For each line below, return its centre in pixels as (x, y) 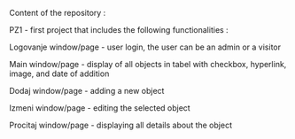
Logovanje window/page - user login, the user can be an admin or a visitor (145, 47)
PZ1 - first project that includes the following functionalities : (119, 30)
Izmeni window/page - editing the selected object (100, 108)
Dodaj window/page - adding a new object (87, 91)
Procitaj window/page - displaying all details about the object (121, 125)
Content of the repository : (58, 13)
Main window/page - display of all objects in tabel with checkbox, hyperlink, (148, 64)
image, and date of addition (59, 73)
